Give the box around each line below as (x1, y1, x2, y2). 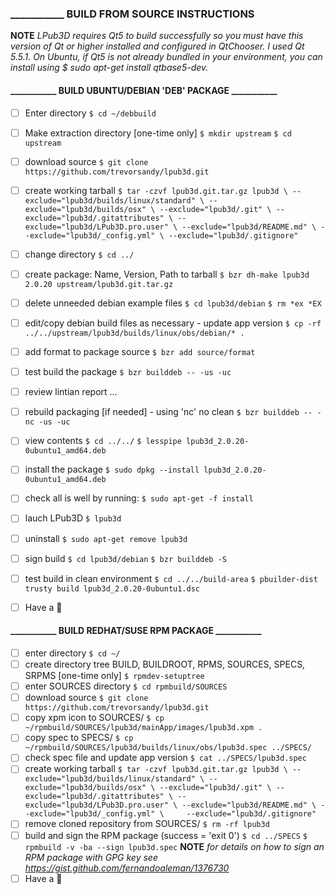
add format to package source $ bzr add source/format (24, 346, 256, 357)
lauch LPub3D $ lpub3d (24, 512, 122, 524)
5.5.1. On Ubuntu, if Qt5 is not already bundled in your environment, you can (10, 51, 323, 63)
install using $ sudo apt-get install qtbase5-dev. (10, 62, 209, 74)
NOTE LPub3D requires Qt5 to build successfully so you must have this (10, 30, 304, 42)
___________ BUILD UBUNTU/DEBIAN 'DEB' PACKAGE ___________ (10, 84, 278, 96)
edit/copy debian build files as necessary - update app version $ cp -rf (24, 317, 322, 329)
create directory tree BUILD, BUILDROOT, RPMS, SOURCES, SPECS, (24, 658, 306, 671)
